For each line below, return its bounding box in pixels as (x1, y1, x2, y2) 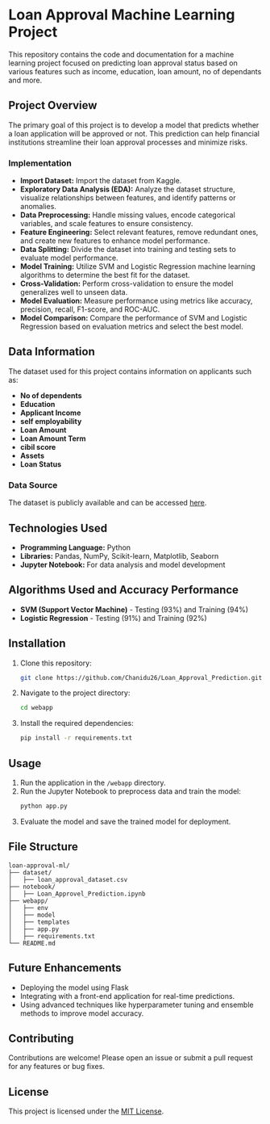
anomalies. (19, 202, 56, 212)
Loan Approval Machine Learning (8, 6, 235, 24)
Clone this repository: (19, 658, 92, 668)
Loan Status (19, 459, 62, 469)
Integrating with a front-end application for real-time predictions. (19, 991, 235, 1000)
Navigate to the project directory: (19, 688, 131, 698)
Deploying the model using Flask (19, 983, 129, 992)
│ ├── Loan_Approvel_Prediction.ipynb (8, 890, 147, 898)
